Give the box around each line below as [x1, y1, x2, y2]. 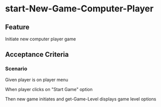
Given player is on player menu [5, 77, 68, 83]
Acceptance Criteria [5, 50, 69, 59]
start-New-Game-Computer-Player [5, 3, 154, 14]
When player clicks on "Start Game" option [5, 86, 93, 92]
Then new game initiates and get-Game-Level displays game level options [5, 96, 157, 102]
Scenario [5, 65, 27, 72]
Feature [5, 23, 30, 31]
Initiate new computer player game [5, 36, 76, 42]
